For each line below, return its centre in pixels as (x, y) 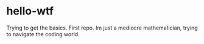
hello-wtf (30, 11)
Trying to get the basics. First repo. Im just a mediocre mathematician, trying (102, 28)
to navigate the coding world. (43, 34)
